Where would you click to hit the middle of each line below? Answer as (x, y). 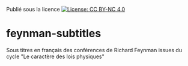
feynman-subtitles (54, 34)
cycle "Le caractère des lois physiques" (55, 56)
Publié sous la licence (33, 9)
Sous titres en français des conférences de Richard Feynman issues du (94, 50)
